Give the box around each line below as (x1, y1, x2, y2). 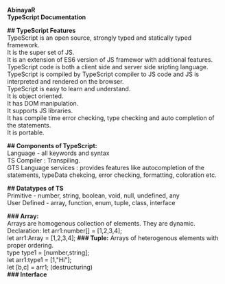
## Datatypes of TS (7, 185, 64, 192)
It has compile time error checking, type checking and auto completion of (7, 114, 215, 122)
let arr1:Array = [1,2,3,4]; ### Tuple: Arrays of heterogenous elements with (7, 234, 219, 242)
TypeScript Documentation (7, 13, 86, 21)
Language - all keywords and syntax (7, 149, 110, 157)
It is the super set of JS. (7, 48, 75, 56)
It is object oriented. (7, 92, 64, 100)
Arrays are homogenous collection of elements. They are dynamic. (7, 220, 196, 227)
